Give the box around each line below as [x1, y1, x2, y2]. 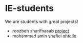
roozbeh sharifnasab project [12, 28, 69, 33]
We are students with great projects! [5, 19, 78, 24]
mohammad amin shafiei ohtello [12, 33, 77, 39]
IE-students [5, 3, 54, 14]
